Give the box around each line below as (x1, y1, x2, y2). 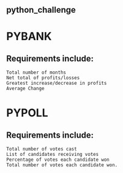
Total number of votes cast (6, 146, 78, 152)
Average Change (6, 85, 45, 92)
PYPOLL (6, 106, 48, 119)
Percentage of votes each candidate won (6, 157, 110, 163)
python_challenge (6, 5, 76, 15)
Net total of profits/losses (6, 75, 80, 81)
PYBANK (6, 29, 52, 43)
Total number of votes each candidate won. (6, 162, 118, 168)
